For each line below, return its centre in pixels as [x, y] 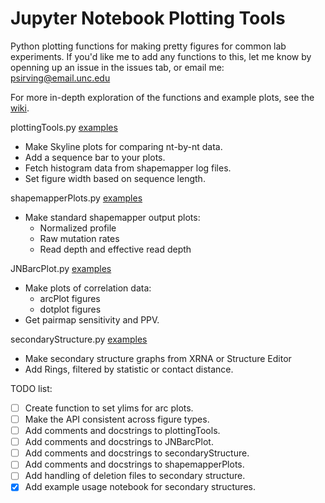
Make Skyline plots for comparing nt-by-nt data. [123, 146]
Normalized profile [78, 228]
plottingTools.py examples [64, 127]
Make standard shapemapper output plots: [112, 217]
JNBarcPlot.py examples [61, 268]
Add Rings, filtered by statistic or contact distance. [129, 369]
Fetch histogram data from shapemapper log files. [128, 168]
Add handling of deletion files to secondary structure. [135, 476]
